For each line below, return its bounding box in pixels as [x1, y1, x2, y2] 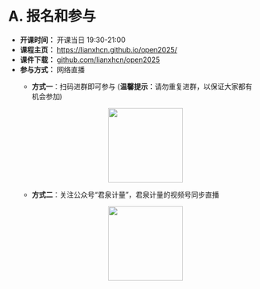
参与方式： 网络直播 [19, 64, 85, 74]
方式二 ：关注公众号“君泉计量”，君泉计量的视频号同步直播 [31, 190, 219, 199]
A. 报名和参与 [8, 7, 97, 25]
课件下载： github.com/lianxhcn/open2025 [19, 55, 161, 64]
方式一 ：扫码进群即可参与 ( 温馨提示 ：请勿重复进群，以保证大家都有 [31, 81, 253, 91]
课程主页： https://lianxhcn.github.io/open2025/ [19, 44, 177, 54]
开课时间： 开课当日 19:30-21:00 [19, 35, 126, 44]
